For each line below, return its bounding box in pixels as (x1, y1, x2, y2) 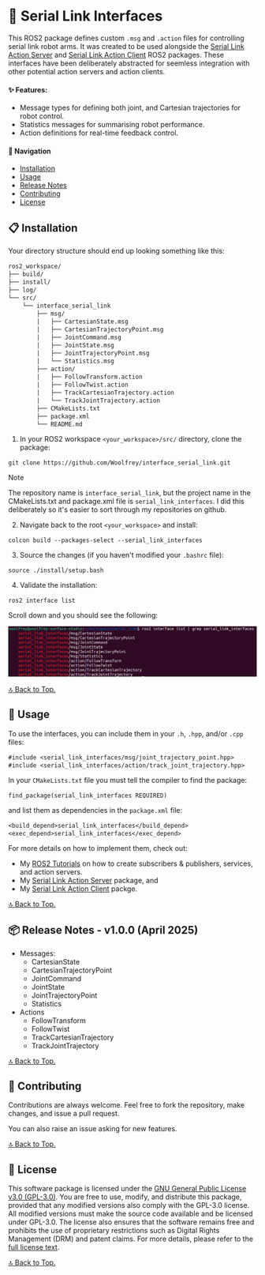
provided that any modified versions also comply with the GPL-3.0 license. (8, 1201, 250, 1210)
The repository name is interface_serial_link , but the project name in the (8, 488, 251, 498)
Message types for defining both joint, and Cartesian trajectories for (19, 103, 241, 113)
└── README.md (36, 420, 83, 429)
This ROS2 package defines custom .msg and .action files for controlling (8, 33, 244, 43)
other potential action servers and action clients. (8, 66, 166, 76)
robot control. (19, 111, 65, 121)
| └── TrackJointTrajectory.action (36, 397, 160, 405)
